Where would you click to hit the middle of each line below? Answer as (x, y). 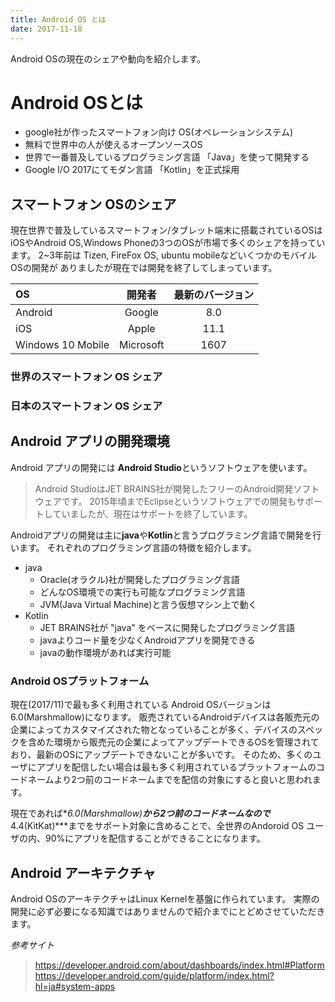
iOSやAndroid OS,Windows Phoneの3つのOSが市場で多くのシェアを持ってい (168, 243)
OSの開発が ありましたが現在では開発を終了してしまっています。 (144, 268)
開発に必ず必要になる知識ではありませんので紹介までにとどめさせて (150, 912)
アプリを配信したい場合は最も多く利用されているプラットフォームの (176, 767)
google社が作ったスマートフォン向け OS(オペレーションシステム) (159, 132)
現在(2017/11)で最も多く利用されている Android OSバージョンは (141, 705)
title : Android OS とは (58, 19)
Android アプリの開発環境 (90, 441)
